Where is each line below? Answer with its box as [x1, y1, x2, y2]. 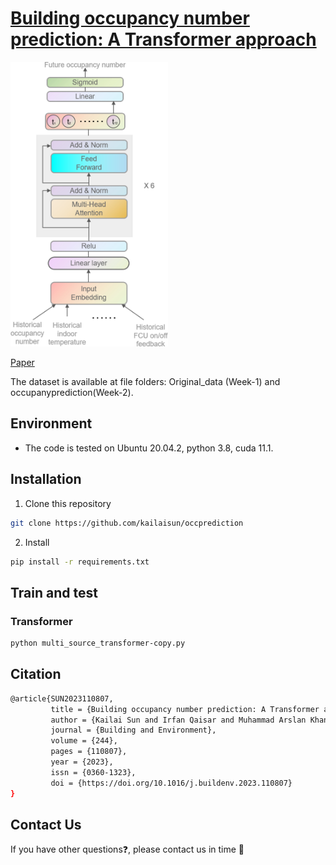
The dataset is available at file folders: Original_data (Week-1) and [10, 376, 281, 388]
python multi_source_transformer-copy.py [10, 638, 186, 649]
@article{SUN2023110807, [10, 693, 114, 704]
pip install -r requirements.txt [10, 557, 150, 567]
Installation [10, 471, 82, 488]
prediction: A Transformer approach [10, 28, 317, 51]
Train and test [10, 584, 98, 601]
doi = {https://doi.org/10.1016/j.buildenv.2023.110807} [50, 778, 293, 788]
